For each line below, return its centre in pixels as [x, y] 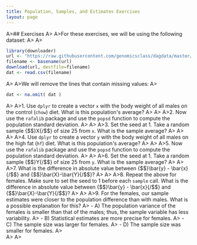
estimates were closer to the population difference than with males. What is [97, 199]
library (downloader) [31, 51]
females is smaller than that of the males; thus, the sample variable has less [97, 212]
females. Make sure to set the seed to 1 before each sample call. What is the [97, 180]
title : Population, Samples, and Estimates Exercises [73, 11]
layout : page [22, 17]
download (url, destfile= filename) [48, 67]
